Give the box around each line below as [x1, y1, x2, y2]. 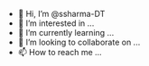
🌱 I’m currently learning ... [17, 28, 115, 37]
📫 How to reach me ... [17, 47, 102, 57]
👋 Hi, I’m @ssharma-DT [17, 9, 106, 19]
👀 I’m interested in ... [17, 18, 95, 29]
